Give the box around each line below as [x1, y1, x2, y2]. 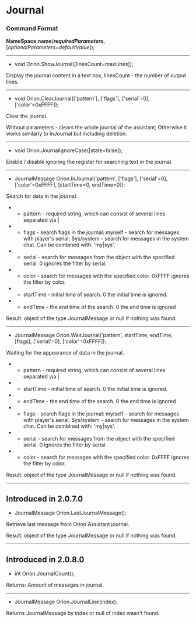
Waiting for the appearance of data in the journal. [6, 349, 124, 356]
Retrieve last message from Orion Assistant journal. [6, 521, 129, 528]
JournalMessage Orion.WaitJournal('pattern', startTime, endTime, [14, 332, 173, 339]
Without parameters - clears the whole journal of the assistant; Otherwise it [6, 124, 187, 131]
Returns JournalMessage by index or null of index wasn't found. [6, 610, 160, 617]
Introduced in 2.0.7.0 [6, 494, 83, 504]
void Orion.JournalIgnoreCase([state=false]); [14, 147, 123, 154]
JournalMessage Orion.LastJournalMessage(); [14, 510, 127, 517]
